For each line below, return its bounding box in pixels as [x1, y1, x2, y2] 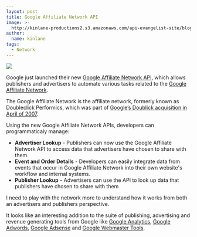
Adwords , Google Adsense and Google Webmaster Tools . [6, 224, 145, 231]
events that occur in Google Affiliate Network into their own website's [14, 164, 183, 171]
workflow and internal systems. [14, 170, 91, 177]
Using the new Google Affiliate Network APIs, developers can [6, 121, 154, 128]
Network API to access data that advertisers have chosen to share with [14, 145, 186, 153]
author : [6, 31, 25, 36]
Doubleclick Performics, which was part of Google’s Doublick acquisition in [6, 104, 188, 111]
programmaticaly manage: [6, 127, 70, 135]
